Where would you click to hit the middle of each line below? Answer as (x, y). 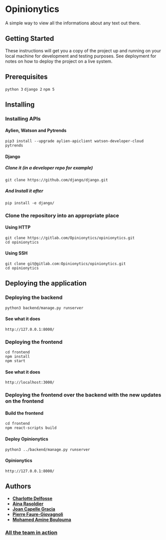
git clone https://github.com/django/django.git (57, 180)
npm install (17, 357)
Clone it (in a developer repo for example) (49, 168)
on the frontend (24, 401)
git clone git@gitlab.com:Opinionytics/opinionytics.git (66, 264)
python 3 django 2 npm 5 (30, 89)
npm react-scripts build (31, 428)
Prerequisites (26, 77)
